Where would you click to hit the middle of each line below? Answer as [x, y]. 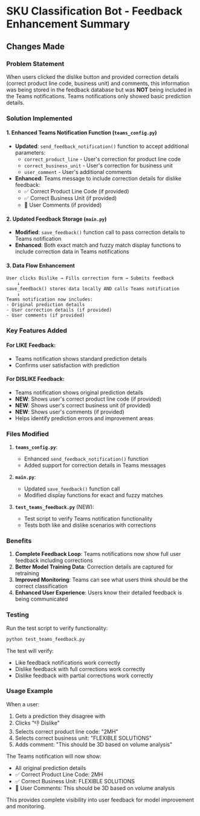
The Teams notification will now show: [54, 756]
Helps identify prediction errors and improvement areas [84, 418]
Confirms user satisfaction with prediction [67, 365]
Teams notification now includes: [50, 299]
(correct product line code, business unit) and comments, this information [98, 83]
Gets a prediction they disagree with [60, 716]
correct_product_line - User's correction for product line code [102, 159]
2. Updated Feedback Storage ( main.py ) [56, 219]
